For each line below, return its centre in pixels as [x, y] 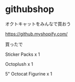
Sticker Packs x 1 [22, 54]
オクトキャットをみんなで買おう [38, 24]
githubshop [30, 9]
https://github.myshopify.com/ [36, 34]
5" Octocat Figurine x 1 [29, 73]
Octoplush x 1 [19, 64]
